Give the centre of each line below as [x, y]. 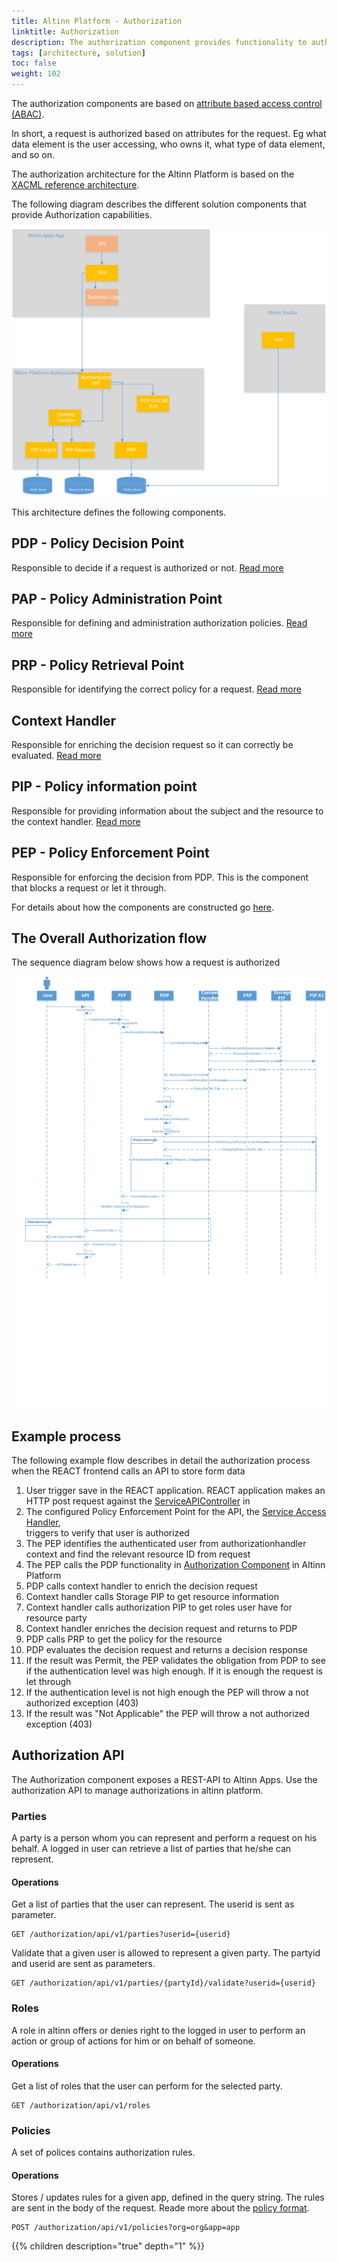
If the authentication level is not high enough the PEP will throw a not [167, 1692]
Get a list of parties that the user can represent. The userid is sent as [153, 1904]
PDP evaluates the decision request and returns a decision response [166, 1650]
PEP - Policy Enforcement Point [110, 853]
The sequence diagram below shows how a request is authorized [146, 962]
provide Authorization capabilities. [82, 214]
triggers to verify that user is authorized [107, 1533]
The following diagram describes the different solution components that [159, 204]
